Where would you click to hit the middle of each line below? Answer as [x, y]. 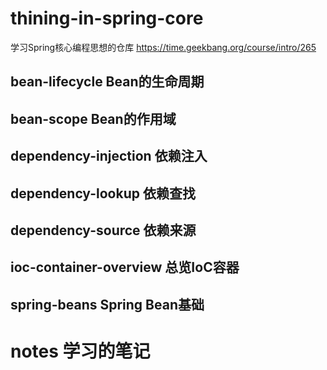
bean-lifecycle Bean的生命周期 [107, 82]
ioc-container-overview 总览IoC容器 [125, 267]
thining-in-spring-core [107, 18]
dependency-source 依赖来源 [103, 230]
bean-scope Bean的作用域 [93, 118]
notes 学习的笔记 [80, 351]
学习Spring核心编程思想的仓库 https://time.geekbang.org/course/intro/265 [163, 47]
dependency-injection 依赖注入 [109, 156]
